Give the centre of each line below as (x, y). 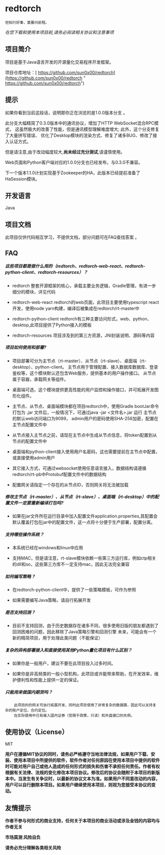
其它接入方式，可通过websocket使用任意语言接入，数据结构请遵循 (79, 468)
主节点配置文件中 (29, 425)
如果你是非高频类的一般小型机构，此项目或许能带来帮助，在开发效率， (83, 674)
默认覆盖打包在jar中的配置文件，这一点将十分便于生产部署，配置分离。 (84, 522)
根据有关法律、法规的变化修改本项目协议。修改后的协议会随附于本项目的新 (80, 773)
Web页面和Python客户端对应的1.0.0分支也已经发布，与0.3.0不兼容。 (74, 162)
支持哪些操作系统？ (25, 534)
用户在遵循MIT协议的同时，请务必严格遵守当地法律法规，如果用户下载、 (78, 754)
